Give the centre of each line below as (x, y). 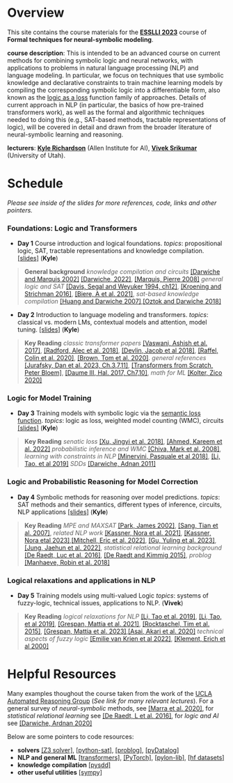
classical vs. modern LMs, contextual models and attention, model (112, 323)
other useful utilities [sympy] (60, 772)
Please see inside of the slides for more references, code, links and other (112, 203)
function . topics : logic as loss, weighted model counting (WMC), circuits (120, 421)
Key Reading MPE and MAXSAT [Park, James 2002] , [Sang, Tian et (121, 525)
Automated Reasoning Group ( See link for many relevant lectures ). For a (111, 701)
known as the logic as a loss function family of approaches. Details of (107, 97)
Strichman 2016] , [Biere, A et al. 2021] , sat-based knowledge (112, 294)
